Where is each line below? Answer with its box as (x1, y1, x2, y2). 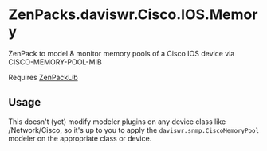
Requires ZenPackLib (8, 72, 78, 82)
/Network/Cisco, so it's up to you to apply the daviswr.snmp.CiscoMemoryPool (8, 125, 260, 134)
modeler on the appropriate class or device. (8, 134, 152, 143)
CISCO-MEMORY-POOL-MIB (8, 57, 102, 67)
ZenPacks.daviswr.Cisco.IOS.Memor (8, 6, 258, 24)
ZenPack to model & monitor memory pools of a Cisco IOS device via (8, 48, 235, 58)
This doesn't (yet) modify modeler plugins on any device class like (8, 117, 226, 126)
